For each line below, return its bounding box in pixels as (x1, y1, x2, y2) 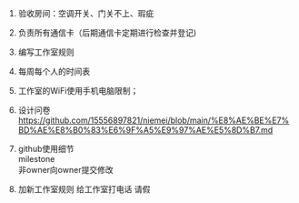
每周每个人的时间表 (17, 66, 91, 76)
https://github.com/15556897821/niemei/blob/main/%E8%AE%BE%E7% (17, 115, 290, 126)
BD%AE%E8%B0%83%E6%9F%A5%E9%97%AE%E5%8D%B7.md (17, 125, 274, 135)
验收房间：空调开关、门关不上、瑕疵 (17, 8, 154, 18)
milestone (17, 154, 55, 164)
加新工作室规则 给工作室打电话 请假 (17, 184, 151, 194)
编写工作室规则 (17, 46, 75, 57)
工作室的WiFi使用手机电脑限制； (17, 86, 139, 96)
